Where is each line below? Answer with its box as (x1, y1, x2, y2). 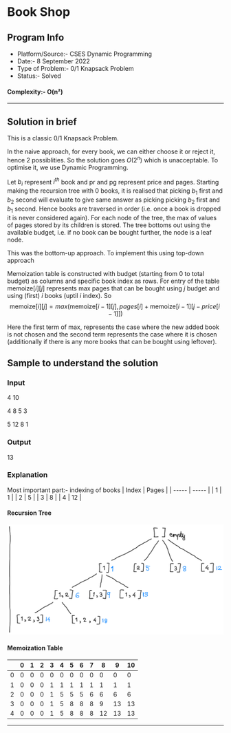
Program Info (7, 32, 65, 43)
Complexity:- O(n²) (7, 87, 63, 96)
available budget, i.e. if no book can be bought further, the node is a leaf (7, 228, 212, 236)
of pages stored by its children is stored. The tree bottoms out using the (7, 221, 211, 229)
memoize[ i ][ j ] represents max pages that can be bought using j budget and (7, 284, 220, 293)
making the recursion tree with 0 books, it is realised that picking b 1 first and (7, 187, 223, 196)
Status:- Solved (16, 72, 62, 80)
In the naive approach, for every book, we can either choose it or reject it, (7, 147, 215, 156)
